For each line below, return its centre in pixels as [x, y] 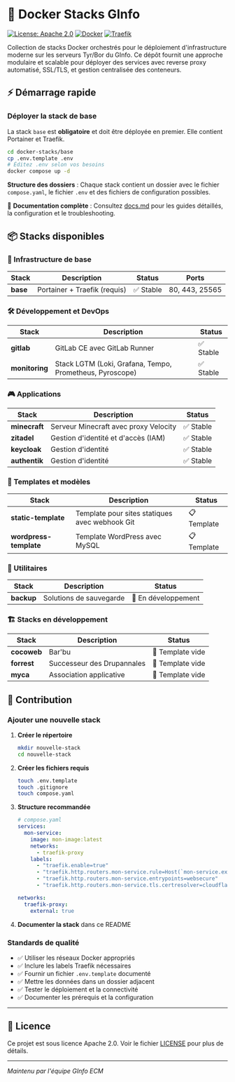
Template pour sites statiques [124, 514]
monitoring [30, 368]
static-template [38, 518]
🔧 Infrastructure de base [50, 260]
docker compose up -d [39, 171]
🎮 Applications [34, 394]
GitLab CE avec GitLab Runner [105, 348]
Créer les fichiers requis [53, 768]
